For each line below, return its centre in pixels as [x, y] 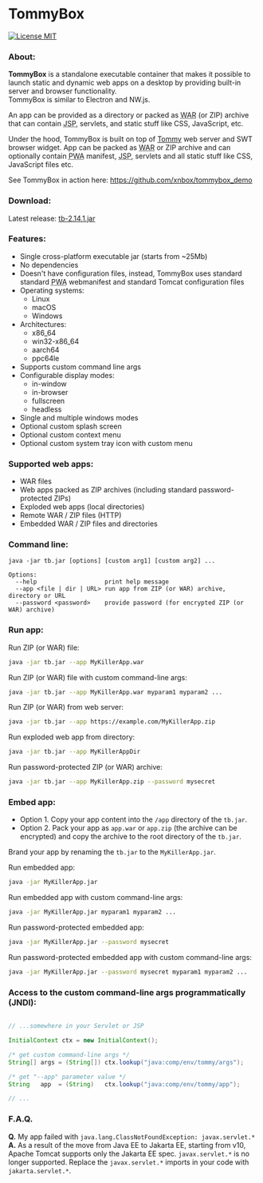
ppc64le [45, 358]
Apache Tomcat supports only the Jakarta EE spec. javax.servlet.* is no [129, 1153]
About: [22, 57]
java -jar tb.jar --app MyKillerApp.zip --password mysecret [112, 782]
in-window [49, 384]
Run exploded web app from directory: [72, 737]
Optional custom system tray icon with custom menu [106, 443]
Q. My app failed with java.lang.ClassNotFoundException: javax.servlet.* [132, 1137]
